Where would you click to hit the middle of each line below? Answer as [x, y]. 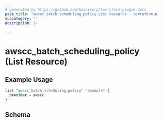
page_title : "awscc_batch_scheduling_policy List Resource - [68, 14]
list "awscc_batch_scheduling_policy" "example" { [57, 91]
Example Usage [29, 80]
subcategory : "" [21, 18]
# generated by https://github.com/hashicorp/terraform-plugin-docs [76, 9]
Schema [18, 115]
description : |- [21, 23]
